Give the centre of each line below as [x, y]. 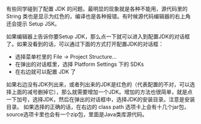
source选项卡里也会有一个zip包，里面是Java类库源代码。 [77, 114]
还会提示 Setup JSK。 [33, 24]
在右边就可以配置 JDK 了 [45, 72]
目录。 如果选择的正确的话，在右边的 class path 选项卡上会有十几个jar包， [98, 107]
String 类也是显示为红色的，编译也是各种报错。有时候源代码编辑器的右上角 [98, 16]
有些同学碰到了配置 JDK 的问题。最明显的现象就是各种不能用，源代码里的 [97, 9]
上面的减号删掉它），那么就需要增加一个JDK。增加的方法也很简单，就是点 [102, 92]
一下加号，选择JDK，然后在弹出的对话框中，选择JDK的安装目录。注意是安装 [100, 99]
